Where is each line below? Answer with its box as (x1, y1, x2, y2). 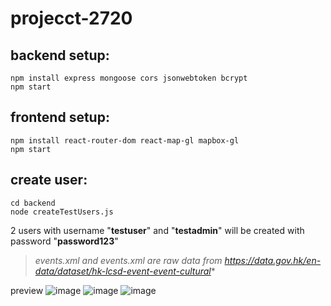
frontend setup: (10, 109, 110, 126)
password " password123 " (10, 235, 119, 247)
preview (10, 284, 44, 296)
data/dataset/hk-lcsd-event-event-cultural (34, 265, 212, 277)
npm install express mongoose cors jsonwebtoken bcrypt (10, 73, 248, 83)
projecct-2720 (10, 7, 133, 30)
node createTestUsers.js (10, 207, 114, 217)
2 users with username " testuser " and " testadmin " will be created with (10, 224, 305, 236)
